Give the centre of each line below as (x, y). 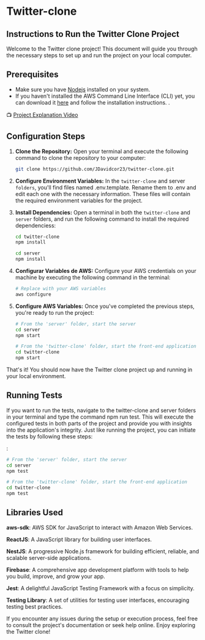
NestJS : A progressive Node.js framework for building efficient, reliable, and (103, 551)
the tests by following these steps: (50, 436)
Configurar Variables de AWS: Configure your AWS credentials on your (106, 271)
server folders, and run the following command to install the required (102, 219)
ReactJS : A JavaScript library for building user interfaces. (79, 539)
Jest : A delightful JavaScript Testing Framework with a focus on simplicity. (100, 588)
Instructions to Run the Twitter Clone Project (93, 34)
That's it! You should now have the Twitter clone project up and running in (99, 369)
